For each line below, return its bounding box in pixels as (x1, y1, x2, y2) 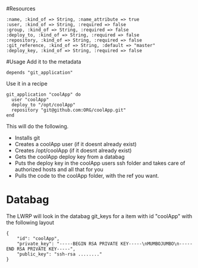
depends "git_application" (6, 70, 73, 75)
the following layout (6, 219, 55, 226)
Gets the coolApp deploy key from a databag (14, 153, 125, 160)
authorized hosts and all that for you (14, 166, 104, 173)
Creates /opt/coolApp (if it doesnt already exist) (14, 147, 132, 154)
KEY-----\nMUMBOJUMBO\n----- (120, 241, 193, 247)
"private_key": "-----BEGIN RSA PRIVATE (17, 241, 118, 247)
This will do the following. (6, 123, 69, 130)
